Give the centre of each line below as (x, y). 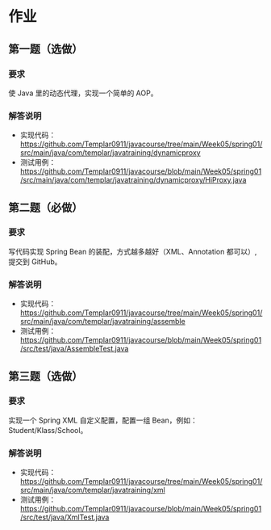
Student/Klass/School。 (48, 430)
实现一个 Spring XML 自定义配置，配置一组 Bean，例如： (103, 420)
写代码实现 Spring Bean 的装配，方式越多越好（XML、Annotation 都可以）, (133, 251)
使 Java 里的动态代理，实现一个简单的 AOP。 (83, 93)
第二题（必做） (46, 207)
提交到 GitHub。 (35, 261)
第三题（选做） (46, 376)
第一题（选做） (46, 49)
